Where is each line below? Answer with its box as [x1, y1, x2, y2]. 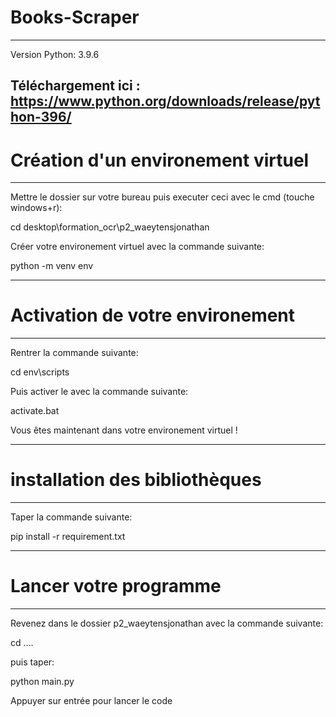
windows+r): [10, 202, 63, 214]
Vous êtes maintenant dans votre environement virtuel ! [10, 424, 238, 436]
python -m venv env [10, 260, 94, 272]
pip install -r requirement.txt [10, 531, 126, 543]
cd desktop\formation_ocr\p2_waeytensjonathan [10, 221, 210, 233]
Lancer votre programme [10, 575, 222, 598]
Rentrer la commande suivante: [10, 347, 139, 359]
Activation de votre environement [10, 304, 296, 327]
